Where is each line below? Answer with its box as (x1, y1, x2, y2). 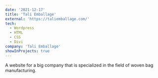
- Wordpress (9, 26, 35, 31)
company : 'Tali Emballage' (5, 44, 61, 49)
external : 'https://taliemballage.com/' (5, 16, 90, 21)
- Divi (9, 39, 23, 44)
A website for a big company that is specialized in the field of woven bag (5, 62, 154, 68)
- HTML (9, 30, 23, 35)
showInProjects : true (5, 48, 50, 53)
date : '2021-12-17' (5, 7, 46, 12)
